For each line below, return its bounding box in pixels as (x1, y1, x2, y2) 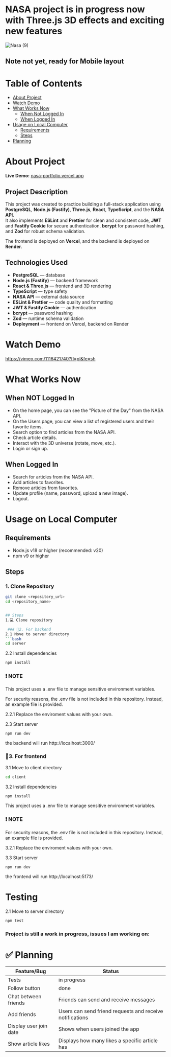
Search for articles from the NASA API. (12, 474, 94, 480)
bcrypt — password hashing (12, 310, 73, 316)
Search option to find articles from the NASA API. (12, 429, 116, 435)
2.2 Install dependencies (5, 650, 57, 656)
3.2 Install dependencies (5, 784, 57, 790)
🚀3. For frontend (5, 753, 47, 760)
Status (102, 968, 119, 975)
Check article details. (12, 434, 58, 441)
